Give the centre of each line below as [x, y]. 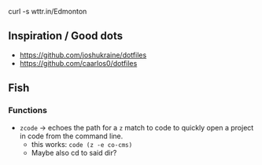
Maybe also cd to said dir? [74, 152]
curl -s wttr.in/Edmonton [48, 11]
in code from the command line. [71, 136]
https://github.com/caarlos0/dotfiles [78, 63]
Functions [28, 111]
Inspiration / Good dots [66, 36]
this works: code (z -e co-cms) [82, 144]
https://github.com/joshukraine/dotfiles [83, 55]
